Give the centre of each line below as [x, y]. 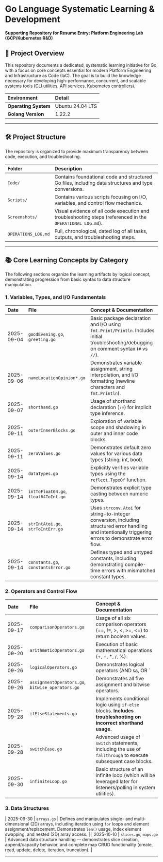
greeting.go [42, 339]
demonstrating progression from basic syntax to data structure [68, 279]
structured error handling [119, 526]
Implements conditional [122, 698]
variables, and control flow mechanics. [98, 203]
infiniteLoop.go [49, 781]
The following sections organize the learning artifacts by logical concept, [78, 274]
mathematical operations [124, 650]
